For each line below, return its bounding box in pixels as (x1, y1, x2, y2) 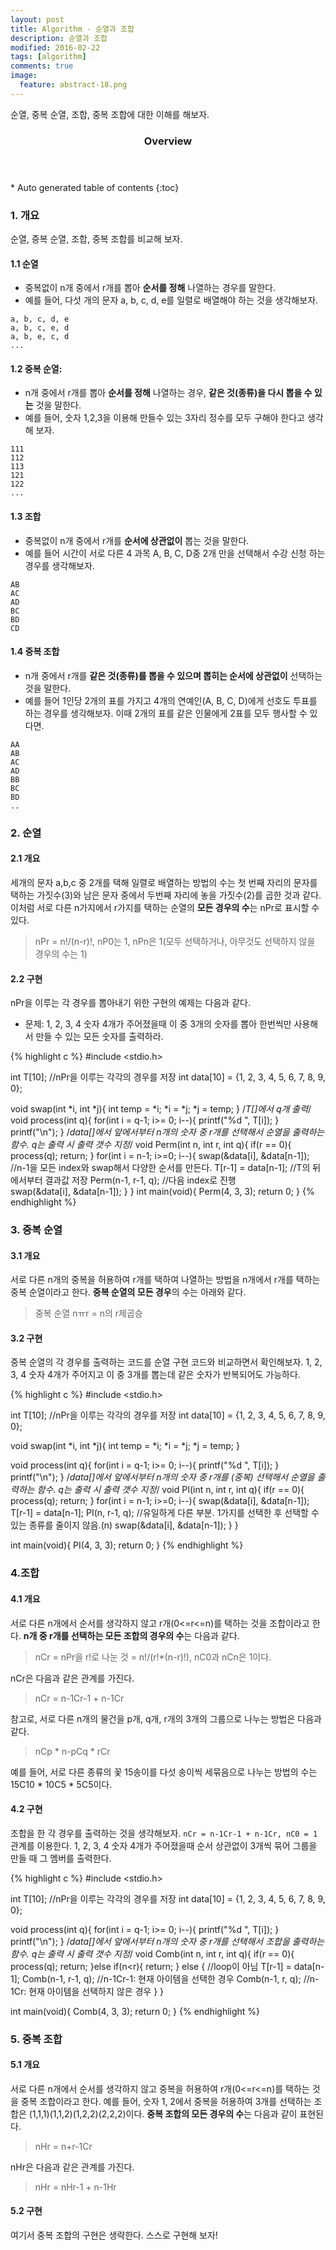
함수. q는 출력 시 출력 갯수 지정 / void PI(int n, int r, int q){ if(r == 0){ (36, 1484, 305, 1496)
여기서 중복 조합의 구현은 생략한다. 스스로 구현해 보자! (10, 2229, 218, 2241)
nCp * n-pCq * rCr (34, 1745, 111, 1757)
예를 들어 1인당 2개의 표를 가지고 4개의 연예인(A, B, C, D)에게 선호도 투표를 (24, 694, 318, 706)
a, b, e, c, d (10, 332, 70, 342)
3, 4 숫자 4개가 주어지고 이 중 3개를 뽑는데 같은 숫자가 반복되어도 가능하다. (10, 1369, 301, 1381)
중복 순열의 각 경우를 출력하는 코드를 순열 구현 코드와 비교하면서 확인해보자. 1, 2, (10, 1356, 323, 1368)
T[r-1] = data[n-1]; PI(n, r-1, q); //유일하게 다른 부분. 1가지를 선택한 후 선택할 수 (10, 1507, 320, 1519)
